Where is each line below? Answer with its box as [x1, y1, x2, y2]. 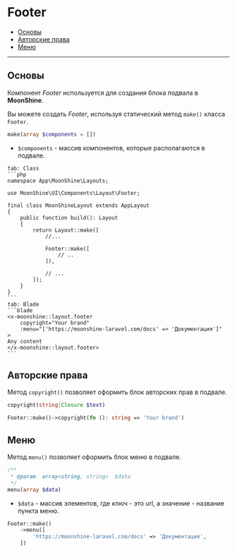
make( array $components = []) [7, 131, 97, 138]
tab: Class [7, 165, 39, 172]
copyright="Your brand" [20, 319, 90, 326]
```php [7, 171, 27, 178]
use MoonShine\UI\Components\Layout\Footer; [7, 189, 140, 196]
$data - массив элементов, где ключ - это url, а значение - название [17, 499, 224, 507]
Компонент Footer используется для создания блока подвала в [7, 88, 199, 97]
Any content [7, 338, 42, 345]
